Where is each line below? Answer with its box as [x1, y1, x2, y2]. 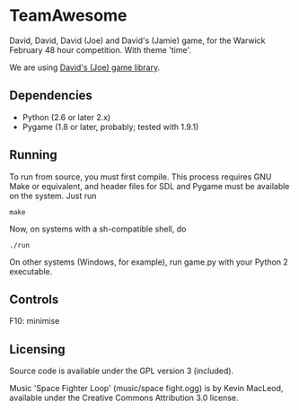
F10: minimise [9, 316, 60, 327]
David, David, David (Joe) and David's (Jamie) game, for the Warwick [9, 35, 266, 46]
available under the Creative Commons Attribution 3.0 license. [9, 392, 240, 404]
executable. [9, 266, 53, 276]
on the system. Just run [9, 190, 97, 201]
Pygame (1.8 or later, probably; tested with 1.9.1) [22, 121, 199, 132]
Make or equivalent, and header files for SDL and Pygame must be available [9, 180, 290, 191]
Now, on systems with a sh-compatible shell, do [9, 223, 187, 234]
